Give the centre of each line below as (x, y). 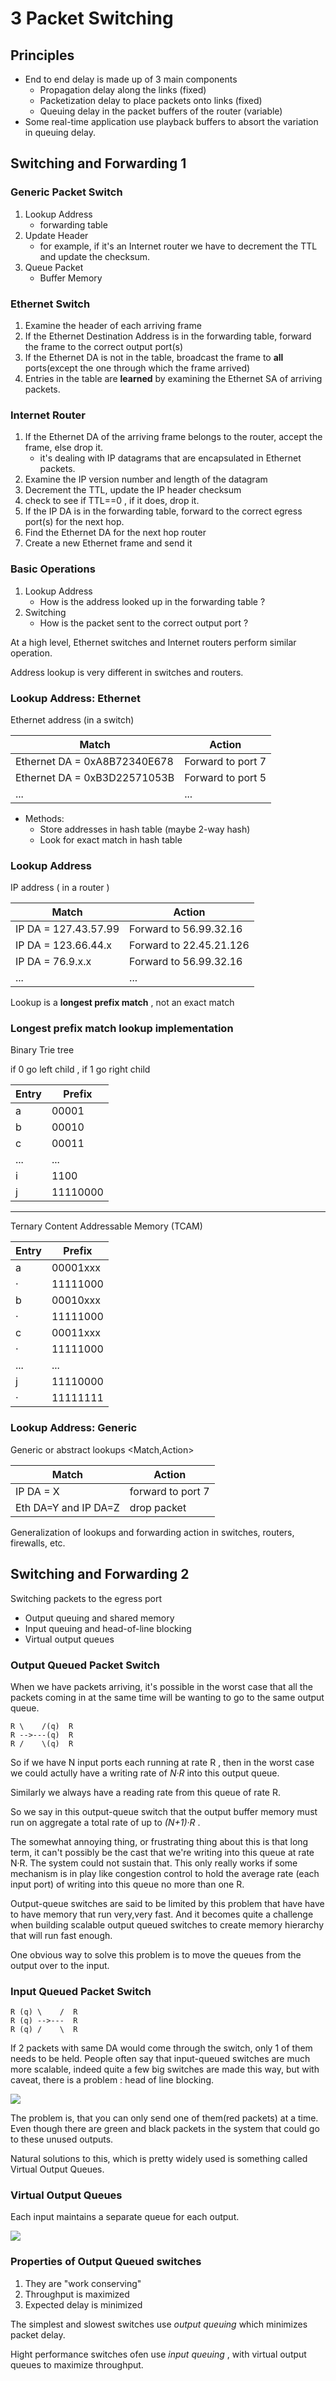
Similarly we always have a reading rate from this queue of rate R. (145, 1792)
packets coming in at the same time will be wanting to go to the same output (167, 1697)
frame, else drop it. (64, 448)
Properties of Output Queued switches (106, 2262)
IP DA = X (37, 1491)
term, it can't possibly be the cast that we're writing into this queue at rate (162, 1852)
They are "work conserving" (83, 2283)
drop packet (158, 1507)
